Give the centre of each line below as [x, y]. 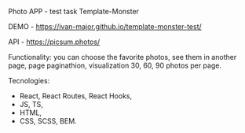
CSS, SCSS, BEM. [48, 121]
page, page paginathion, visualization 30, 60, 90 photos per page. [115, 65]
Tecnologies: [29, 81]
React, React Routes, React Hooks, [76, 96]
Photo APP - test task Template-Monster [74, 11]
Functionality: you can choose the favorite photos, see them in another [122, 57]
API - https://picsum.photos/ [54, 42]
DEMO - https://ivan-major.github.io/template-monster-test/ [105, 26]
